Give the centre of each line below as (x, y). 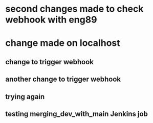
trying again (25, 97)
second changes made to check (74, 9)
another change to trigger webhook (63, 79)
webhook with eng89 (51, 20)
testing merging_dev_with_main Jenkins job (77, 114)
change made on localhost (63, 43)
